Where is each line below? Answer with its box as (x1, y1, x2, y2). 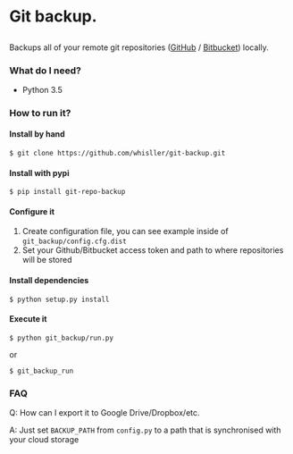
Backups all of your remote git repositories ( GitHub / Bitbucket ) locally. (9, 42, 270, 53)
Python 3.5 (21, 84, 63, 95)
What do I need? (9, 64, 82, 77)
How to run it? (9, 106, 71, 119)
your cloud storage (9, 434, 80, 445)
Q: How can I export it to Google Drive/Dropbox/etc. (9, 408, 200, 418)
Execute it (9, 314, 47, 324)
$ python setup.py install (9, 295, 110, 304)
